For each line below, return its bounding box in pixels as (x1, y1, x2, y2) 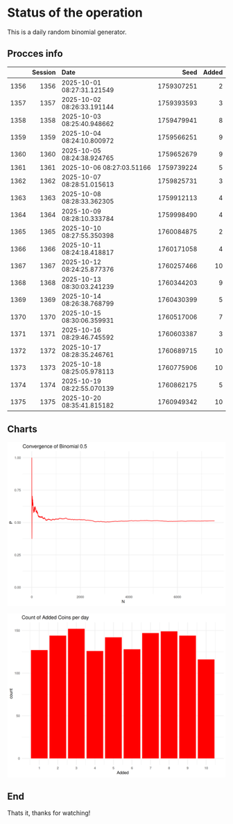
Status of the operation (7, 5, 144, 21)
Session (32, 68, 56, 77)
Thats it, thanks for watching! (7, 809, 91, 817)
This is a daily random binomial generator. (7, 28, 127, 36)
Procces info (7, 48, 64, 60)
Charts (7, 423, 38, 435)
